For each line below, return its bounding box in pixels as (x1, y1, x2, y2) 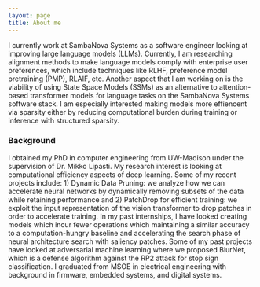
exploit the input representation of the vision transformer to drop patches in (8, 203, 253, 212)
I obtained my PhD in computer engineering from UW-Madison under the (8, 153, 244, 162)
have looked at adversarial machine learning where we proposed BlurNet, (8, 245, 246, 254)
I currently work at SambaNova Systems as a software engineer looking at (8, 40, 248, 50)
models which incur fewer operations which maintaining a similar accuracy (8, 219, 250, 229)
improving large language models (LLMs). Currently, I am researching (8, 49, 233, 58)
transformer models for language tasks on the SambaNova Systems (30, 90, 250, 100)
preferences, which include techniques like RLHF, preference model (8, 65, 228, 75)
